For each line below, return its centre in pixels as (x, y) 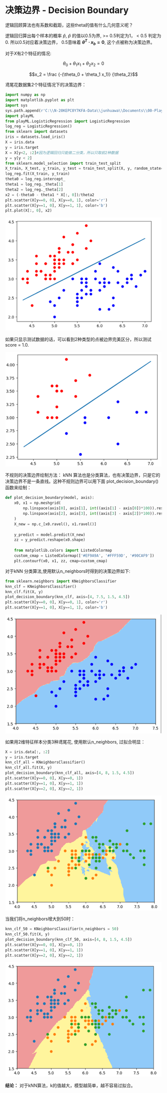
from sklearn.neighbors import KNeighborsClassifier (61, 581)
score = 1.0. (17, 345)
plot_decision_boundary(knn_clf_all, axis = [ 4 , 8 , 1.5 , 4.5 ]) (70, 773)
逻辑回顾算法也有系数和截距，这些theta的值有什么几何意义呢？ (69, 25)
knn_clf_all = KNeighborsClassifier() (45, 762)
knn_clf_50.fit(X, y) (28, 934)
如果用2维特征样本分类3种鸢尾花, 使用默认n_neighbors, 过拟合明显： (75, 741)
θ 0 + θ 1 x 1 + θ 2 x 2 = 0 (83, 64)
